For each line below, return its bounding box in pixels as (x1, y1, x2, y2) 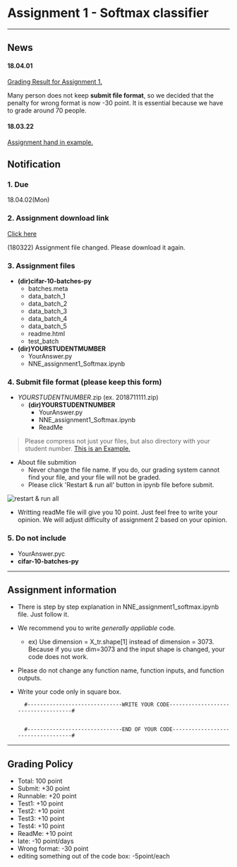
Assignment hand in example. (7, 138, 94, 146)
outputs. (17, 674, 42, 682)
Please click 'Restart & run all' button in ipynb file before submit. (28, 481, 214, 489)
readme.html (28, 330, 66, 338)
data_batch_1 (28, 292, 66, 301)
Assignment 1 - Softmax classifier (7, 5, 209, 21)
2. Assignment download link (7, 214, 109, 223)
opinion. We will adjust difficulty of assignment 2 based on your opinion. (17, 516, 228, 524)
